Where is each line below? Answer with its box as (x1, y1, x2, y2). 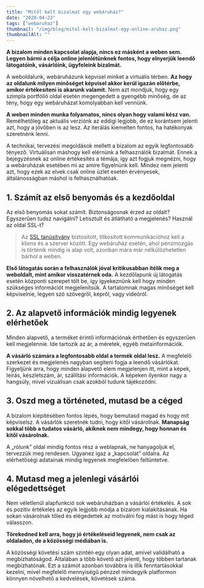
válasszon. (6, 519, 33, 526)
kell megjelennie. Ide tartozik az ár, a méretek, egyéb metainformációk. (6, 340, 184, 348)
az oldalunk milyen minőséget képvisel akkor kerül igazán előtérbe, (6, 80, 181, 87)
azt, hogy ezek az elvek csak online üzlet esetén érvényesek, (6, 168, 160, 176)
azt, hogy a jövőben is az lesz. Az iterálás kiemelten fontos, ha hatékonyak (6, 124, 193, 131)
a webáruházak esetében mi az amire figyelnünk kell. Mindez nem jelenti (6, 162, 189, 169)
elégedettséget (6, 483, 66, 493)
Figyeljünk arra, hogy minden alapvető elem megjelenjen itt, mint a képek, (6, 365, 191, 372)
